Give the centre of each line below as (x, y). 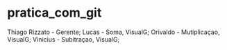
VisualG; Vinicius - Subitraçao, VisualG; (64, 39)
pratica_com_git (54, 13)
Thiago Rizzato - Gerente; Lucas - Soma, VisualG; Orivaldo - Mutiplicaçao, (113, 32)
